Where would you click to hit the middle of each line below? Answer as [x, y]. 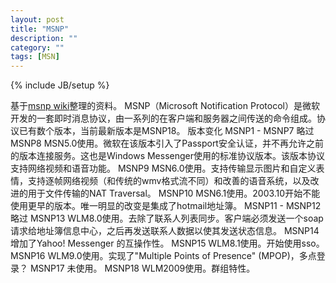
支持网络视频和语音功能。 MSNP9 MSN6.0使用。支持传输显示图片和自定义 [163, 168]
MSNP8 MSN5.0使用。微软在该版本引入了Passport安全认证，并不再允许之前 [167, 143]
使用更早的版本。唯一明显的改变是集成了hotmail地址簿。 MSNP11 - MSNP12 [166, 206]
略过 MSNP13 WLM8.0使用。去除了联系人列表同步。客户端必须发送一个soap [167, 218]
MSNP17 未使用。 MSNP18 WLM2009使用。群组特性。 [142, 268]
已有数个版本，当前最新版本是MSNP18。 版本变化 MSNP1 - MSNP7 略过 [166, 131]
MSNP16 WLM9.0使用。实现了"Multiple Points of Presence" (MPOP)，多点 [163, 256]
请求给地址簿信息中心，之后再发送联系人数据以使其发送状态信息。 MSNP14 [165, 231]
